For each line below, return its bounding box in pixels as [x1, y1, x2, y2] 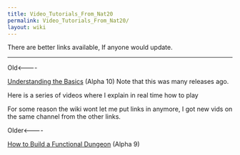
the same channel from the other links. [7, 112, 121, 121]
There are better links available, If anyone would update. [7, 43, 173, 52]
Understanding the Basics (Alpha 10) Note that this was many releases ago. [7, 77, 229, 86]
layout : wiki [7, 23, 46, 31]
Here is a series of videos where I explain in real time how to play [7, 91, 199, 100]
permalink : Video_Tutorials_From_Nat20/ [7, 17, 130, 24]
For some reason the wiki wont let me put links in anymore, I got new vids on [7, 105, 233, 114]
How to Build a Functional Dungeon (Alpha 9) [7, 140, 141, 149]
